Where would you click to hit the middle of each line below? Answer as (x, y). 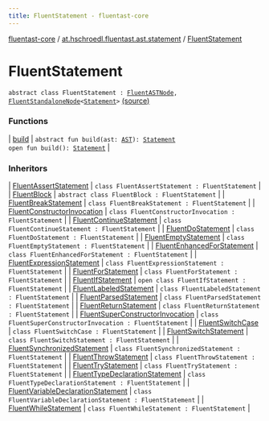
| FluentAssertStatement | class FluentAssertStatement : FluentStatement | (134, 186)
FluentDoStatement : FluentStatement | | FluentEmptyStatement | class (126, 237)
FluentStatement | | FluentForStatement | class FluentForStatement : (123, 271)
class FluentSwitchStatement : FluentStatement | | (94, 340)
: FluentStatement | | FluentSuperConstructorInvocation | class (114, 314)
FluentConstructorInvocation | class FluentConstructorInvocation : (122, 212)
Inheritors (28, 168)
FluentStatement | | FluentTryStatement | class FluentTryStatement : (123, 365)
